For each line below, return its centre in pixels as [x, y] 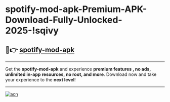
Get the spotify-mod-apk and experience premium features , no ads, [78, 69]
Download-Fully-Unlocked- [64, 20]
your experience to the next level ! [40, 80]
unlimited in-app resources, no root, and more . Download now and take [81, 74]
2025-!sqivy [32, 31]
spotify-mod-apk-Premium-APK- [76, 9]
